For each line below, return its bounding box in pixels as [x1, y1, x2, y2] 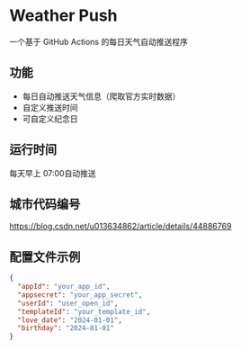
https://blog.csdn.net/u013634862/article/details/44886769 [9, 221, 232, 232]
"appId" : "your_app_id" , [17, 282, 111, 291]
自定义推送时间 [22, 102, 78, 112]
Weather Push [9, 5, 119, 26]
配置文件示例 [9, 249, 81, 264]
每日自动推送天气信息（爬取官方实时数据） [22, 91, 181, 102]
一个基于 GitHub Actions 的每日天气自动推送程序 [9, 36, 189, 47]
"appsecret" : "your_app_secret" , [17, 290, 143, 300]
